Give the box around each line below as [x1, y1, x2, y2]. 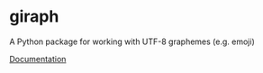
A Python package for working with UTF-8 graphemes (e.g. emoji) [9, 36, 255, 47]
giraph [9, 6, 59, 27]
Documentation [9, 53, 67, 64]
